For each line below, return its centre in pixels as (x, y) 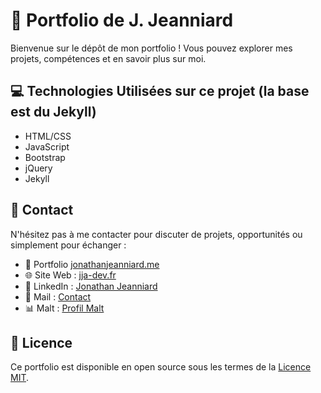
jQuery (38, 168)
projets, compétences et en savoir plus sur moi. (108, 58)
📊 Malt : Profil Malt (64, 308)
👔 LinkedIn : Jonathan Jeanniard (91, 286)
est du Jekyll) (53, 112)
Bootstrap (45, 157)
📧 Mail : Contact (58, 296)
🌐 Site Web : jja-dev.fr (70, 275)
